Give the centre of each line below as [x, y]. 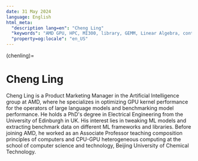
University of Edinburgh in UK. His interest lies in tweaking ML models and [96, 120]
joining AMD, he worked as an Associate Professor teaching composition [94, 133]
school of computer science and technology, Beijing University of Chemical [98, 145]
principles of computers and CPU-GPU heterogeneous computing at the [94, 139]
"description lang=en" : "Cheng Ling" [58, 28]
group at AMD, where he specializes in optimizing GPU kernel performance [97, 102]
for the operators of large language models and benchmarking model [90, 108]
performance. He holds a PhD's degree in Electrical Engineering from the [95, 114]
